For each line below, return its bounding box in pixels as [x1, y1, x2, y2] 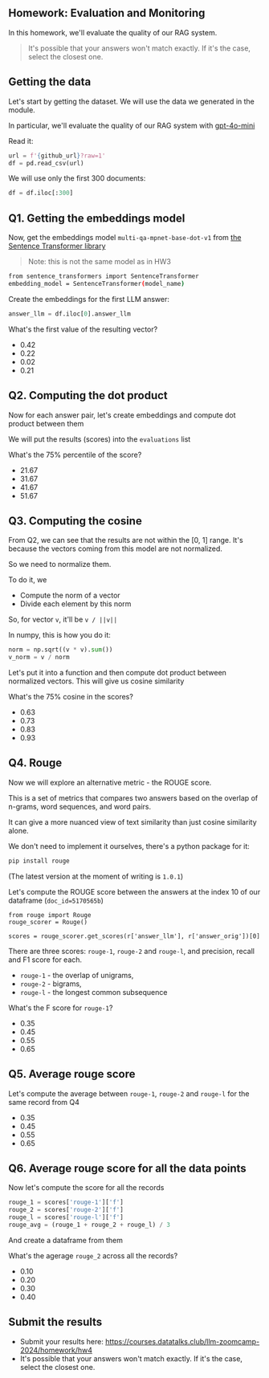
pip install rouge [8, 857, 70, 865]
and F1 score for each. [8, 955, 83, 964]
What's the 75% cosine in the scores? [8, 692, 134, 702]
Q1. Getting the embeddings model [8, 211, 185, 225]
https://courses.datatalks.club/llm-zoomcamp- [105, 1336, 260, 1346]
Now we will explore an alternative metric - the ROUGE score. [8, 777, 212, 787]
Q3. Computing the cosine [8, 514, 142, 528]
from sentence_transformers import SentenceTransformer [8, 272, 199, 280]
